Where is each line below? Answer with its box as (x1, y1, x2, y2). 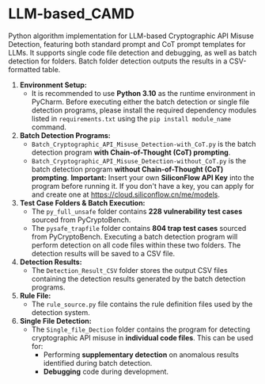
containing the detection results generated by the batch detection (31, 274, 246, 283)
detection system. (31, 307, 91, 317)
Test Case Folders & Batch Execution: (19, 198, 146, 207)
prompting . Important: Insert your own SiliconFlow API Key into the (31, 172, 255, 182)
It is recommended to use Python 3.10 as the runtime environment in (31, 88, 256, 98)
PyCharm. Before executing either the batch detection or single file (31, 97, 250, 106)
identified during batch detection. (43, 358, 153, 367)
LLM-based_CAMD (8, 5, 134, 23)
